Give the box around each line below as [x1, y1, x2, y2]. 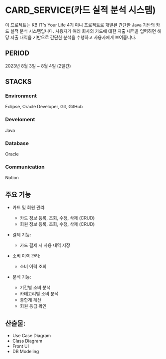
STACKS [5, 77, 32, 86]
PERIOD [5, 49, 30, 58]
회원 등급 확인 [19, 303, 47, 309]
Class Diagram [12, 338, 43, 344]
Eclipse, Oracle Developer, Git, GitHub [5, 104, 83, 110]
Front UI [12, 343, 29, 349]
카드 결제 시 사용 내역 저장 [19, 242, 71, 248]
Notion [5, 175, 19, 181]
